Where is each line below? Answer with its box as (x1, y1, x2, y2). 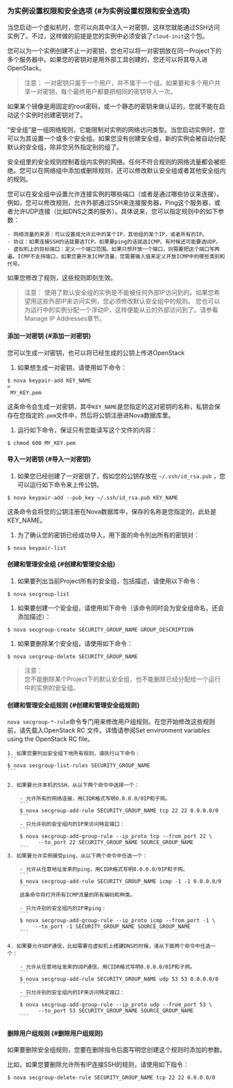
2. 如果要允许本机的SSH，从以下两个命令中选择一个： (7, 782, 140, 789)
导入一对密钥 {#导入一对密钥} (7, 455, 92, 463)
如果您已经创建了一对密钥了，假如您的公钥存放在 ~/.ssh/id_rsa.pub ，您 (17, 471, 226, 480)
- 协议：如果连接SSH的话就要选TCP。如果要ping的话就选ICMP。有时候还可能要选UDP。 (7, 238, 221, 246)
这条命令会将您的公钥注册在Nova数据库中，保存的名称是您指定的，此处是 (7, 507, 217, 515)
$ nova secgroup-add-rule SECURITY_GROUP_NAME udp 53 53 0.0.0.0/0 (19, 976, 218, 983)
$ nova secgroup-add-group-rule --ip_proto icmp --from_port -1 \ (19, 917, 216, 924)
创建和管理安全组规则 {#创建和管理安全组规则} (7, 701, 140, 709)
